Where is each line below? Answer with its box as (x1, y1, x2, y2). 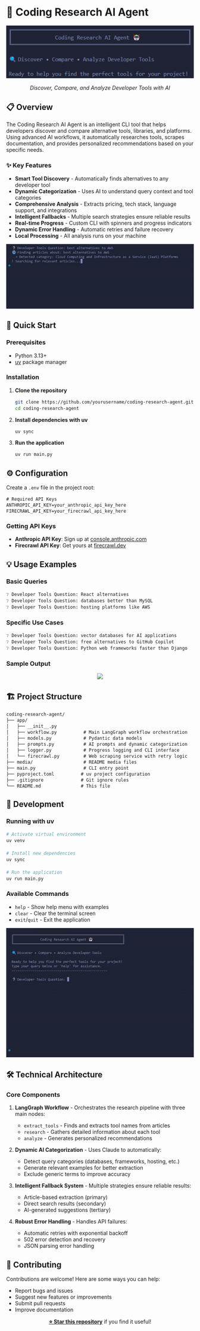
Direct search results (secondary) (23, 1200, 107, 1207)
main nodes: (14, 1110, 46, 1118)
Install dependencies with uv (14, 416, 88, 423)
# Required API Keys (6, 496, 58, 503)
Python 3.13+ (14, 352, 48, 359)
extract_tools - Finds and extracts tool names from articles (23, 1122, 171, 1129)
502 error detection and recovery (23, 1236, 106, 1243)
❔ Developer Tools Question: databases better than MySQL (6, 598, 153, 604)
